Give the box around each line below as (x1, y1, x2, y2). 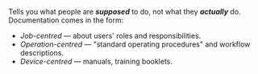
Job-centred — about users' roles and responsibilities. (19, 31, 202, 40)
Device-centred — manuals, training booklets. (19, 56, 173, 66)
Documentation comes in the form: (8, 15, 124, 25)
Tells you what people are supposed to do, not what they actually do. (8, 7, 241, 16)
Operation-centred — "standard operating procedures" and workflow (19, 39, 251, 49)
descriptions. (19, 48, 64, 57)
